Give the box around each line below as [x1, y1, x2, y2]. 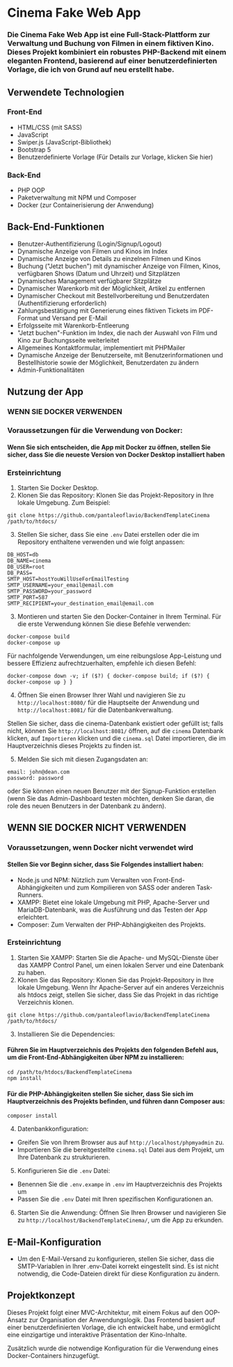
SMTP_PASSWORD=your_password [7, 588, 92, 595]
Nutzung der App [7, 386, 83, 398]
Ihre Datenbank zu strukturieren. [17, 1153, 111, 1162]
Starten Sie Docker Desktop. [17, 484, 99, 492]
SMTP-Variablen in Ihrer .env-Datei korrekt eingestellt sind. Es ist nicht [17, 1262, 219, 1271]
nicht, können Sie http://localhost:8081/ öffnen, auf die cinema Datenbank [7, 727, 224, 735]
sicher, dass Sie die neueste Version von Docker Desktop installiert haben [7, 450, 225, 459]
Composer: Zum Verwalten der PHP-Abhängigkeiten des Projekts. [17, 920, 206, 929]
